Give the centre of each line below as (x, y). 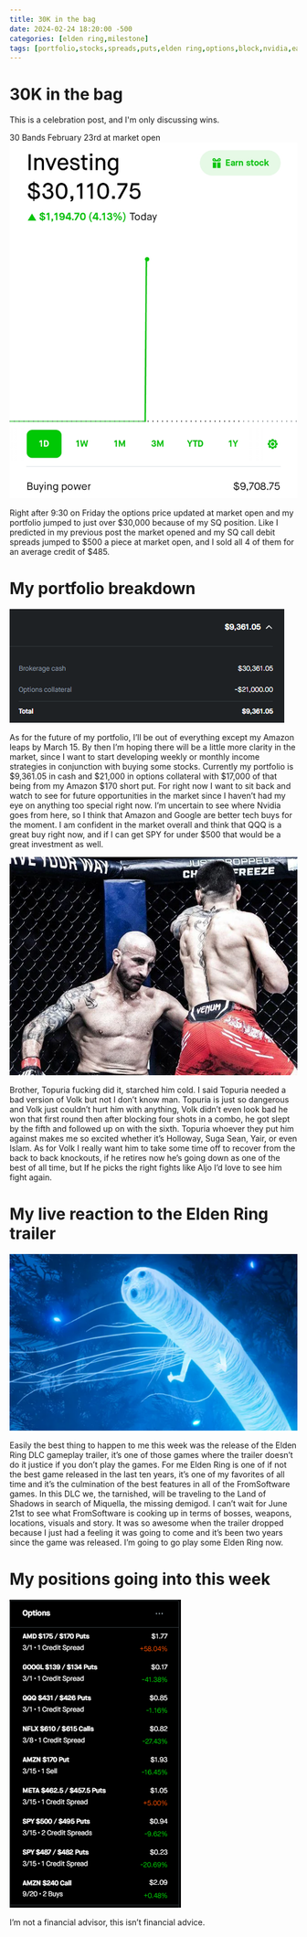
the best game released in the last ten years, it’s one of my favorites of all (147, 1474)
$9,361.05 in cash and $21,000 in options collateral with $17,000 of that (143, 776)
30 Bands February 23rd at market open (85, 138)
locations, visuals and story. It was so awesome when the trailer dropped (147, 1523)
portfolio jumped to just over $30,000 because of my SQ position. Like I (144, 522)
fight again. (31, 1177)
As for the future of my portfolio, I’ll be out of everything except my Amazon (152, 737)
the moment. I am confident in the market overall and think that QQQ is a (145, 825)
